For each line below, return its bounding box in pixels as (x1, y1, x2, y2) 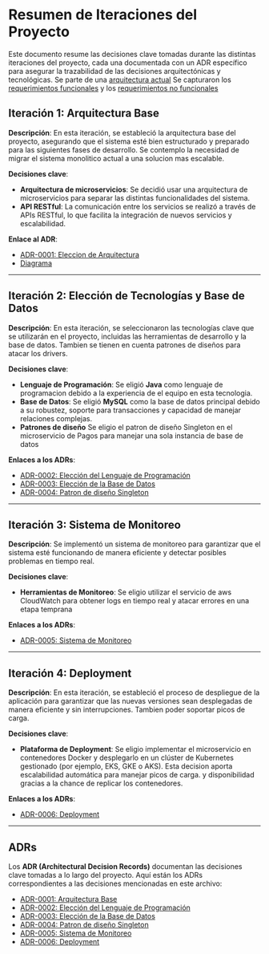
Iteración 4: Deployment (8, 666, 132, 680)
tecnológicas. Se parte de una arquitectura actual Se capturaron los (8, 75, 232, 84)
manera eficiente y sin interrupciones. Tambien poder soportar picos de (8, 704, 246, 715)
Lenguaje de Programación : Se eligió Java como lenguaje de (19, 380, 223, 389)
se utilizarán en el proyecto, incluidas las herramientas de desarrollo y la (8, 331, 247, 341)
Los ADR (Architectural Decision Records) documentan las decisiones (8, 862, 243, 871)
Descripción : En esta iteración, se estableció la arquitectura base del (8, 128, 236, 137)
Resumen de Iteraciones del (8, 6, 198, 24)
